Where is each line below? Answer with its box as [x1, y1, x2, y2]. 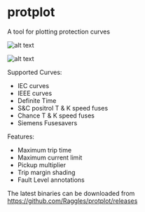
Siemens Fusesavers [17, 118, 78, 127]
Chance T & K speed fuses [17, 111, 95, 120]
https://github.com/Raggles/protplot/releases [7, 197, 138, 205]
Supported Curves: [7, 68, 62, 76]
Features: [7, 132, 35, 141]
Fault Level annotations [17, 176, 85, 184]
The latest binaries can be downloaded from [7, 189, 135, 197]
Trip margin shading [17, 168, 76, 176]
